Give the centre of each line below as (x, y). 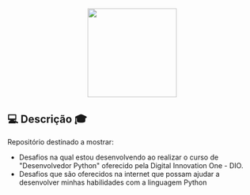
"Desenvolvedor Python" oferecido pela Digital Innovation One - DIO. (131, 165)
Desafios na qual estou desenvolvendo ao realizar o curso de (119, 157)
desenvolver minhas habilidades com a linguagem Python (113, 182)
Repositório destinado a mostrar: (61, 142)
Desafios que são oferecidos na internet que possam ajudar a (119, 174)
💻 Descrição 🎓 (47, 119)
